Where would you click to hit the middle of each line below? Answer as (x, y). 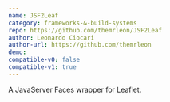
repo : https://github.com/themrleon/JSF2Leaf (85, 30)
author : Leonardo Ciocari (51, 38)
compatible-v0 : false (44, 60)
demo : (17, 52)
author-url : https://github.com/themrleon (80, 45)
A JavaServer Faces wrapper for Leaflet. (75, 89)
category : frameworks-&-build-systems (73, 23)
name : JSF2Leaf (34, 15)
